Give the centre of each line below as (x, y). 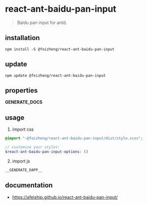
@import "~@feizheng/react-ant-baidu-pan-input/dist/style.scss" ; (74, 138)
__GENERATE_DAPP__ (24, 170)
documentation (29, 185)
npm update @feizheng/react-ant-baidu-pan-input (55, 75)
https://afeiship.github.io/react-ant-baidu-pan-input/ (65, 197)
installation (22, 38)
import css (23, 129)
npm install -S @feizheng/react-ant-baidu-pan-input (60, 49)
